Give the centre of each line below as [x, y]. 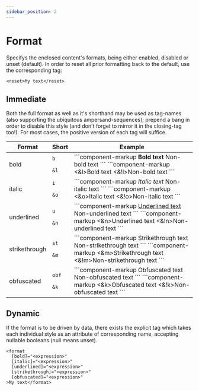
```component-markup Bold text [119, 157]
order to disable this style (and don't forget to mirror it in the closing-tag [94, 126]
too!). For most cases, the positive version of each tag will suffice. [86, 133]
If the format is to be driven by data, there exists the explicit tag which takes [99, 328]
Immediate [26, 99]
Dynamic [23, 313]
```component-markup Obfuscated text [129, 270]
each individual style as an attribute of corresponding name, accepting [92, 334]
